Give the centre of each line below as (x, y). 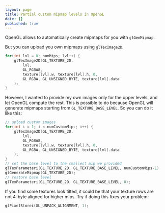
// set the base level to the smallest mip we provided (63, 164)
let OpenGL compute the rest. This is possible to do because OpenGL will (79, 103)
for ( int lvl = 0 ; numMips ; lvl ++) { (42, 56)
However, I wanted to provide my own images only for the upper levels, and (82, 98)
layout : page (18, 10)
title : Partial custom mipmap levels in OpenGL (55, 14)
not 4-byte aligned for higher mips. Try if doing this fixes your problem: (77, 196)
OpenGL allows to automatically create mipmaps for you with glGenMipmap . (80, 37)
